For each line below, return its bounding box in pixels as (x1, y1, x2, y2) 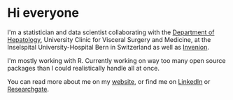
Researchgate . (7, 85, 49, 93)
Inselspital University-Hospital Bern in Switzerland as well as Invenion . (7, 43, 210, 51)
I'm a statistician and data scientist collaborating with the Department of (7, 28, 215, 36)
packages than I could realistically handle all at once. (7, 64, 160, 72)
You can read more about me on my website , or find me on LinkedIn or (7, 77, 211, 85)
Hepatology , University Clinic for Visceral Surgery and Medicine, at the (7, 35, 211, 43)
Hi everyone (7, 5, 79, 21)
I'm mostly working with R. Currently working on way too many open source (7, 56, 226, 64)
